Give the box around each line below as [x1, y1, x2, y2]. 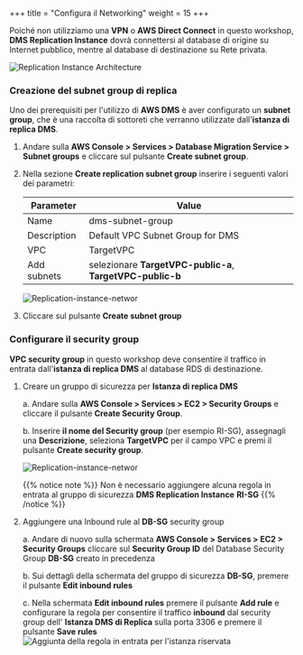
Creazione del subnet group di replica [9, 84, 178, 97]
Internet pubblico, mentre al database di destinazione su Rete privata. [9, 44, 268, 55]
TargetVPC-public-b [88, 270, 182, 282]
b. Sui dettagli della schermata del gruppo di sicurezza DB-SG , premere [22, 570, 289, 581]
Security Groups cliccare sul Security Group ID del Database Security [22, 543, 285, 554]
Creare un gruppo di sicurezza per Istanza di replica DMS [22, 381, 239, 392]
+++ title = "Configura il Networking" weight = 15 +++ [9, 8, 209, 18]
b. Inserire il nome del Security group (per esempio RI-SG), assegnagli [22, 425, 287, 436]
